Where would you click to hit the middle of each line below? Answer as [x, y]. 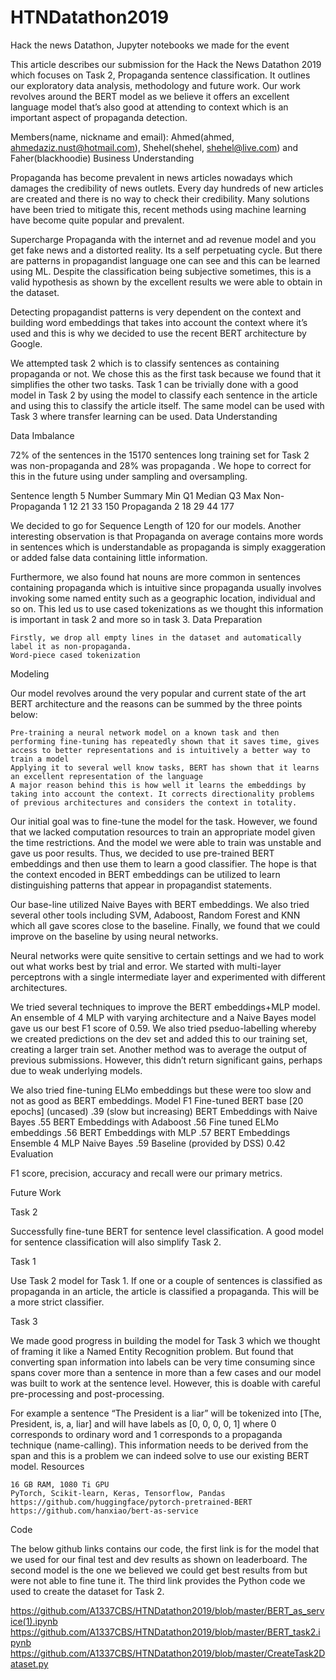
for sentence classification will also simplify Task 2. [116, 1242]
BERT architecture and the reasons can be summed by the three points [156, 703]
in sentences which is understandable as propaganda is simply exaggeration [168, 547]
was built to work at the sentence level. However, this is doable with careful [165, 1383]
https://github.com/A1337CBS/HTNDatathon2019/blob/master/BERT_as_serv [167, 1610]
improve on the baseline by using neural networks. [114, 936]
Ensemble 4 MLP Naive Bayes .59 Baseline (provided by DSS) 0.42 [148, 1143]
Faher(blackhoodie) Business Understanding [102, 158]
